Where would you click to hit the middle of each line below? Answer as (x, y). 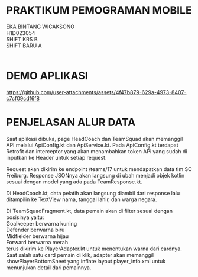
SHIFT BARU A (24, 46)
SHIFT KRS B (22, 39)
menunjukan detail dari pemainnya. (49, 268)
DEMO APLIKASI (47, 76)
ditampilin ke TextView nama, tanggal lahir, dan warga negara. (82, 199)
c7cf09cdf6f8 (23, 98)
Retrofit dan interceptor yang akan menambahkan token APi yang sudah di (97, 151)
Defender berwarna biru (35, 230)
